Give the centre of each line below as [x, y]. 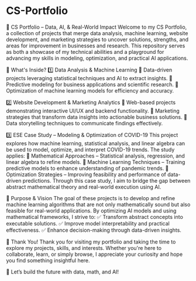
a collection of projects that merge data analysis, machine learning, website [97, 33]
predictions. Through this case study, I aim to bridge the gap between [106, 180]
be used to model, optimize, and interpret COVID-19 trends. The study [90, 149]
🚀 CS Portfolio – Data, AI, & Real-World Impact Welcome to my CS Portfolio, [97, 27]
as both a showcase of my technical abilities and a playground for [85, 52]
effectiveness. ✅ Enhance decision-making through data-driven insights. [94, 230]
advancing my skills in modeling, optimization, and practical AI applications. [97, 58]
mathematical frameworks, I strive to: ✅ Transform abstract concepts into [94, 217]
